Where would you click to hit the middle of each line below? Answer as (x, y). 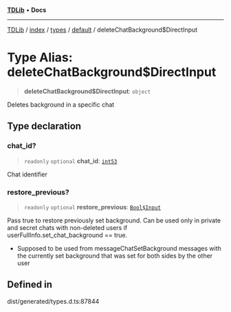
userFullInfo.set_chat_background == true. (67, 235)
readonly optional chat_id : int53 (70, 160)
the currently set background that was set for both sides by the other (115, 256)
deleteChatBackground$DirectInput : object (87, 91)
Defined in (30, 285)
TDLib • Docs (27, 10)
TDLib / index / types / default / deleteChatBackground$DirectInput (102, 30)
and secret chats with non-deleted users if (67, 227)
